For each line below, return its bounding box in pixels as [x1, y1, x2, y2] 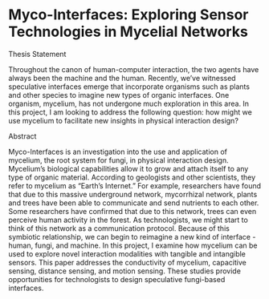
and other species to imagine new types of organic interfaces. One [8, 90, 230, 99]
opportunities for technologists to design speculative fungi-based [8, 274, 226, 284]
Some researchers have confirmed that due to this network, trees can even [8, 206, 257, 216]
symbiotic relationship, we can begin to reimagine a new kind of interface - [8, 232, 256, 241]
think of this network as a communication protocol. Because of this [8, 223, 230, 233]
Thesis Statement [8, 49, 67, 59]
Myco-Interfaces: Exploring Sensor [8, 6, 249, 24]
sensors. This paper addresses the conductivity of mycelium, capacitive [8, 257, 247, 267]
